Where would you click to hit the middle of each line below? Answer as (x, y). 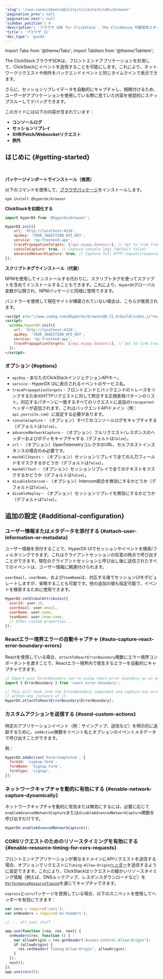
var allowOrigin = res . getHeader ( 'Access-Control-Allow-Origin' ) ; (82, 940)
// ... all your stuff (28, 923)
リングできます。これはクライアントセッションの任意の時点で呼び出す (88, 555)
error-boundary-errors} (33, 646)
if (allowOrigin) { (33, 945)
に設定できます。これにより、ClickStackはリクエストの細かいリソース (75, 871)
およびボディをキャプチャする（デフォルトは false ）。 (78, 438)
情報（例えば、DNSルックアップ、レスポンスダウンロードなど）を (79, 877)
